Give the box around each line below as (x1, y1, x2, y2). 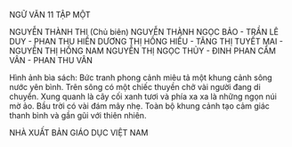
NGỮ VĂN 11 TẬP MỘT (9, 10, 91, 20)
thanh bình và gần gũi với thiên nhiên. (9, 110, 147, 120)
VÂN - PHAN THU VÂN (9, 55, 93, 65)
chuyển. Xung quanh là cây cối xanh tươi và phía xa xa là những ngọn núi (9, 91, 278, 102)
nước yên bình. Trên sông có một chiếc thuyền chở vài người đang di (9, 82, 261, 92)
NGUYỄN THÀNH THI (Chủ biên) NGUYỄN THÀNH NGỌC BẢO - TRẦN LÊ (9, 27, 279, 37)
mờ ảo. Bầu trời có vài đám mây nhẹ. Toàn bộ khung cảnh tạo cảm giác (9, 101, 270, 111)
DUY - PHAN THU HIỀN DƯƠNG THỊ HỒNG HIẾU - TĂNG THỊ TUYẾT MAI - (9, 37, 283, 46)
